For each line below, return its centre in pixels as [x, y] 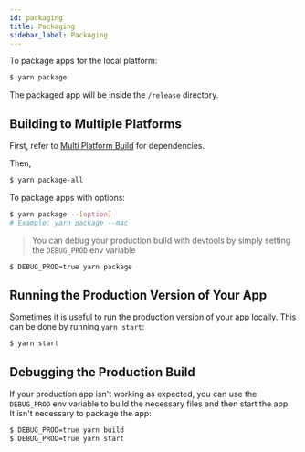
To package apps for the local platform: [84, 61]
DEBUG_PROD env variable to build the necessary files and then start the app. [150, 404]
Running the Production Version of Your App [138, 294]
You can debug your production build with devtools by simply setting [161, 240]
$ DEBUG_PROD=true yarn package [71, 267]
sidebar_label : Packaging [58, 35]
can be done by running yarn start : [77, 327]
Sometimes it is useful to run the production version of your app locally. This [153, 317]
